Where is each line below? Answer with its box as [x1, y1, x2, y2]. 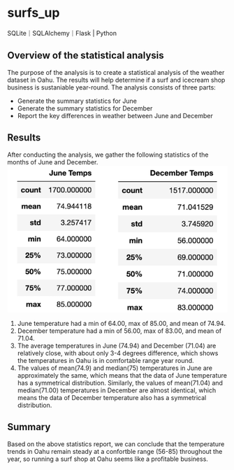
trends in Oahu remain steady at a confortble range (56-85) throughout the [7, 447, 223, 455]
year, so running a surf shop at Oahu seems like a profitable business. [7, 455, 208, 463]
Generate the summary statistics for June [17, 97, 138, 105]
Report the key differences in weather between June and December [17, 111, 213, 120]
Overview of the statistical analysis [7, 50, 164, 62]
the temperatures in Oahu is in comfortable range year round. [17, 357, 194, 365]
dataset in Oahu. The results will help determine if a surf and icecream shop [7, 76, 226, 84]
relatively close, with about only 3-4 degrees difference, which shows [17, 349, 219, 357]
